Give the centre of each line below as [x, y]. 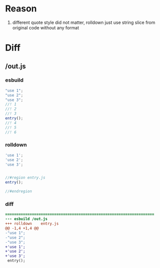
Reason [21, 9]
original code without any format [46, 27]
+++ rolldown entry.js [32, 224]
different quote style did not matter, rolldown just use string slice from [84, 22]
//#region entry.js [25, 178]
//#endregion [19, 191]
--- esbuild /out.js [27, 219]
